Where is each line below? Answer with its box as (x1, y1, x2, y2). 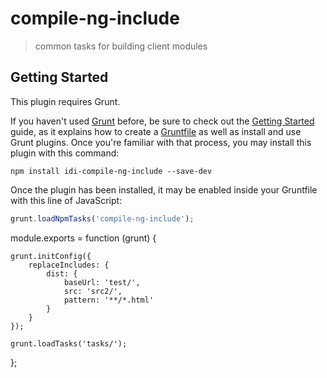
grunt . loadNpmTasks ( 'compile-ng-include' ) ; (10, 213, 195, 224)
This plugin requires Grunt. (10, 95, 121, 107)
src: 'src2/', (63, 286, 123, 296)
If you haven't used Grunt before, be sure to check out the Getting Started (10, 115, 315, 127)
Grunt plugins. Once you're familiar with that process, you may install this (10, 136, 312, 148)
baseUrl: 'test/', (63, 277, 141, 287)
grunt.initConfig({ (10, 251, 92, 261)
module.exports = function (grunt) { (10, 232, 157, 244)
